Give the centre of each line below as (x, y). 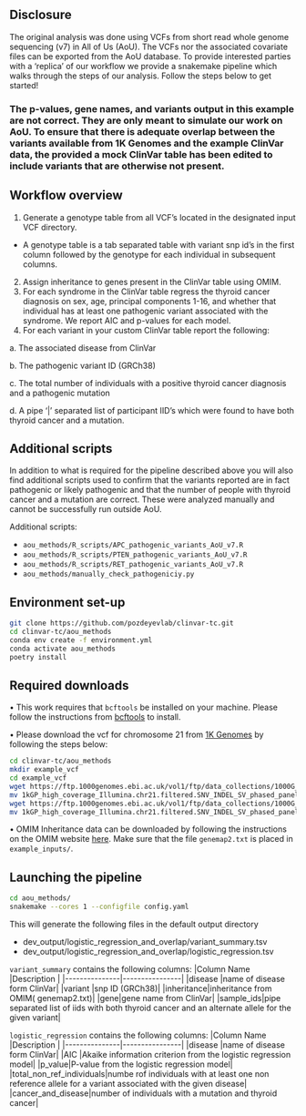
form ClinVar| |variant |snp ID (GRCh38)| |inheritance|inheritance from (141, 988)
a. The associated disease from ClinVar (83, 348)
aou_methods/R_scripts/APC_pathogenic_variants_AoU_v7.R (133, 546)
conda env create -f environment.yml (81, 640)
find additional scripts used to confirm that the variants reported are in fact (149, 480)
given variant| (35, 1018)
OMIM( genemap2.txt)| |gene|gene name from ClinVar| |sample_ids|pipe (145, 998)
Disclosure (41, 15)
